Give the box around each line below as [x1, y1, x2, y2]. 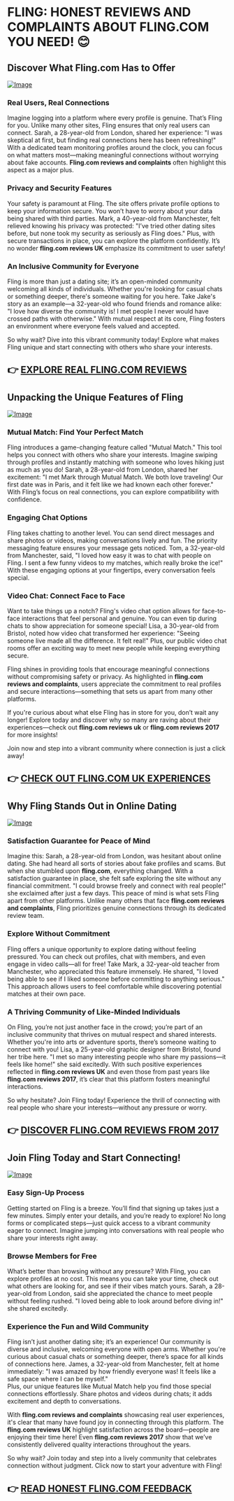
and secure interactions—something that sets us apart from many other [7, 687, 213, 695]
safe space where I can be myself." [7, 1375, 108, 1383]
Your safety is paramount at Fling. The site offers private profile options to [7, 199, 220, 207]
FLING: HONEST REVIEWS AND [7, 4, 191, 20]
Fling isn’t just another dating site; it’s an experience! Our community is [7, 1338, 212, 1346]
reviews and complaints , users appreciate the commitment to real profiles [7, 680, 221, 688]
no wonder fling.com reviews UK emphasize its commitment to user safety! [7, 244, 226, 252]
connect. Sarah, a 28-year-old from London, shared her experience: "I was [7, 129, 223, 137]
